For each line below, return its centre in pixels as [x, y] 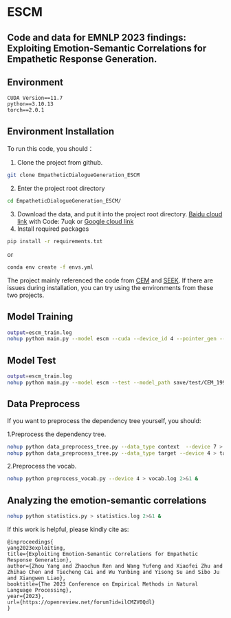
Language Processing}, [40, 590]
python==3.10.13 [30, 104]
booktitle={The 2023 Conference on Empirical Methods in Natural [102, 584]
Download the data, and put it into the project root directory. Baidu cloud [120, 214]
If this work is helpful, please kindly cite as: [68, 529]
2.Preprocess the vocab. [42, 466]
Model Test [32, 360]
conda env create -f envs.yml [51, 267]
